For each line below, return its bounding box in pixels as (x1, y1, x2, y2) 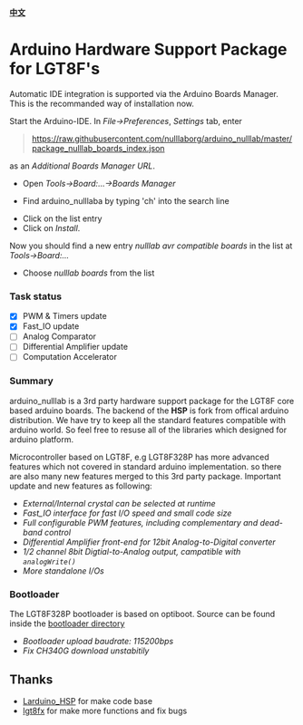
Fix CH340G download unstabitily (22, 645, 150, 656)
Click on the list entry (22, 213, 103, 224)
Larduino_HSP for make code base (22, 695, 152, 706)
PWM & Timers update (22, 311, 107, 322)
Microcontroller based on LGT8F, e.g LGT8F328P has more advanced (9, 451, 269, 462)
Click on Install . (22, 222, 81, 233)
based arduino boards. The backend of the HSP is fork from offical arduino (9, 405, 289, 416)
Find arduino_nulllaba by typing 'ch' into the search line (22, 195, 230, 206)
